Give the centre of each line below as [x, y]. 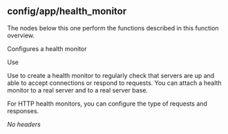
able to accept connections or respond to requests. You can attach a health [115, 83]
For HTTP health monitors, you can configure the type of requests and [107, 104]
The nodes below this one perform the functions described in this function [113, 28]
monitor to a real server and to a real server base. [78, 90]
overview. [21, 35]
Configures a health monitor [47, 48]
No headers [24, 124]
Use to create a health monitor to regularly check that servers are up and [111, 75]
